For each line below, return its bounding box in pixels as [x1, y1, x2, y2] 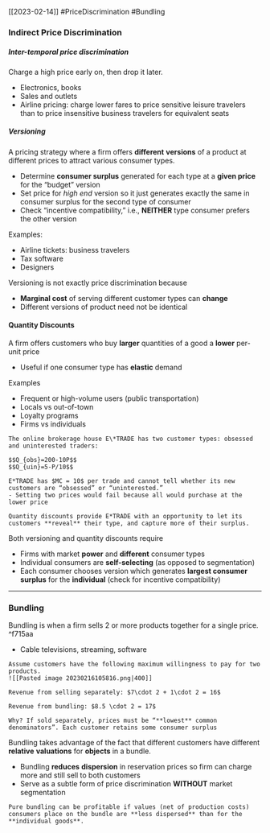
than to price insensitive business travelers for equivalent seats [19, 108, 230, 118]
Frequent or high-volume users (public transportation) [19, 394, 199, 403]
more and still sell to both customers [19, 770, 141, 780]
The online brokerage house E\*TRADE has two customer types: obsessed [8, 435, 253, 443]
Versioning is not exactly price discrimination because [8, 278, 187, 287]
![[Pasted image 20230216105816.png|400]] [8, 674, 153, 682]
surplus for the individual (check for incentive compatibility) [19, 575, 221, 584]
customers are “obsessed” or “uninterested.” [8, 485, 163, 493]
